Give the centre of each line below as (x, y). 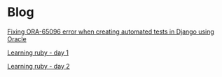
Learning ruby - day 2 (39, 66)
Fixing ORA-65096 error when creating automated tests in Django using (111, 31)
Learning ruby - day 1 (38, 52)
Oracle (17, 38)
